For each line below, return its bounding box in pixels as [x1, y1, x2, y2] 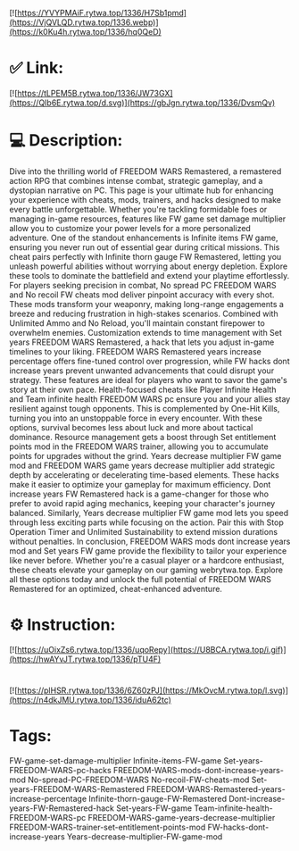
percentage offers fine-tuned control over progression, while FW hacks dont [9, 355, 290, 366]
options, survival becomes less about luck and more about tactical [9, 421, 253, 432]
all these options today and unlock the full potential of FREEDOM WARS [9, 573, 272, 584]
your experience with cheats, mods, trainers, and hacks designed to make [9, 194, 281, 204]
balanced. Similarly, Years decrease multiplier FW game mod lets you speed [9, 507, 289, 518]
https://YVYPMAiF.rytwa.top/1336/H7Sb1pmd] [17, 8, 187, 18]
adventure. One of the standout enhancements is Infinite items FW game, [9, 232, 278, 243]
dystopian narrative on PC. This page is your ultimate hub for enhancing [9, 185, 274, 196]
